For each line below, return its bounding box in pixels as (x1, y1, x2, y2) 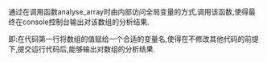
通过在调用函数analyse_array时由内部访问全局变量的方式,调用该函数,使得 (8, 7, 249, 16)
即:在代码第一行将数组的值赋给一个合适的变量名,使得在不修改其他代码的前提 (8, 35, 260, 43)
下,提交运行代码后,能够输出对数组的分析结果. (8, 44, 156, 54)
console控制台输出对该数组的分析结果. (22, 17, 150, 27)
